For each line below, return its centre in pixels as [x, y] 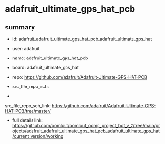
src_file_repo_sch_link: [28, 106]
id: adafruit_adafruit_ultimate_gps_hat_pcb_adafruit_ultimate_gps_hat [82, 39]
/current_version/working [38, 136]
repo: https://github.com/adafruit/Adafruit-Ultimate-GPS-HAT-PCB [80, 77]
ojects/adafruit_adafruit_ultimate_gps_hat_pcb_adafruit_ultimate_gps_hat [86, 131]
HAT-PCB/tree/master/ [28, 111]
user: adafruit [26, 48]
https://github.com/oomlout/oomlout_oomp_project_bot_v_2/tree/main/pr [86, 126]
